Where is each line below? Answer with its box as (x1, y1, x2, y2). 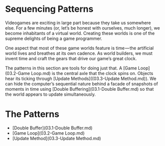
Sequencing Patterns (5, 3, 94, 15)
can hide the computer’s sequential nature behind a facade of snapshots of (5, 80, 158, 87)
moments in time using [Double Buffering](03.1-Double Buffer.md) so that (5, 86, 154, 92)
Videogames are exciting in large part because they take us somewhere (5, 20, 151, 26)
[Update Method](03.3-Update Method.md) (12, 135, 101, 141)
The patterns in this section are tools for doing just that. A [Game (5, 65, 137, 71)
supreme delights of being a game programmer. (5, 36, 102, 41)
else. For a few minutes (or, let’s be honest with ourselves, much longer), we (5, 25, 160, 31)
